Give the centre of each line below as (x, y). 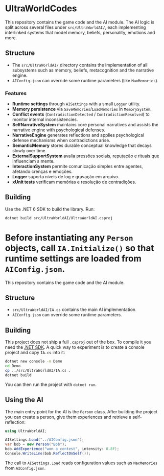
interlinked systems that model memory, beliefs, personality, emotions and (80, 32)
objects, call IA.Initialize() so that (80, 248)
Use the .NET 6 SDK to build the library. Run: (50, 209)
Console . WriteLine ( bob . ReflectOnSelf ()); (48, 453)
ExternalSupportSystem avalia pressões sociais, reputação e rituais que (86, 156)
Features (16, 93)
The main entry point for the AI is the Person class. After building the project (81, 411)
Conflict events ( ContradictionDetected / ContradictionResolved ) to (81, 114)
